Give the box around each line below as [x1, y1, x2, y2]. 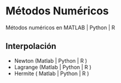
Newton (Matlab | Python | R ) [14, 57, 88, 64]
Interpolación [5, 41, 57, 51]
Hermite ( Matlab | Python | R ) [14, 70, 89, 77]
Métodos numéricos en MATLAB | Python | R [5, 24, 116, 31]
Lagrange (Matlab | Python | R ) [14, 63, 92, 70]
